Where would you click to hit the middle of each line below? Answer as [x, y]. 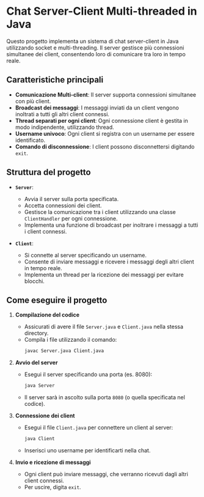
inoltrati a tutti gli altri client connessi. [62, 114]
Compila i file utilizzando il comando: [71, 340]
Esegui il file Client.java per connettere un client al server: [99, 428]
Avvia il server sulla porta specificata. [71, 199]
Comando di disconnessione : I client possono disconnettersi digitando [105, 146]
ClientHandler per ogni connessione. [71, 218]
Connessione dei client [45, 416]
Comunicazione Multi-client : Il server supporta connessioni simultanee [106, 94]
